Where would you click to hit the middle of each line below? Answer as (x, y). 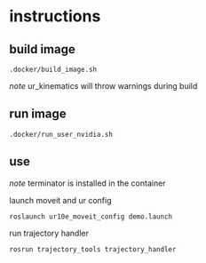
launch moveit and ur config (61, 200)
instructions (55, 16)
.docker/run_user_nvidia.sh (61, 134)
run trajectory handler (49, 233)
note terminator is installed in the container (87, 183)
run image (38, 114)
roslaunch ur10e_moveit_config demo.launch (91, 216)
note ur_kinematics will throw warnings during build (103, 86)
